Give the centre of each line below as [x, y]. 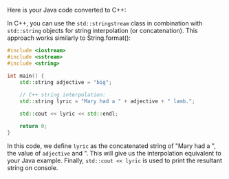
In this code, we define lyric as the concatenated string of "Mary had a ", [112, 146]
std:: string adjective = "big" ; [66, 82]
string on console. [33, 167]
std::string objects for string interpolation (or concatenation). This [102, 31]
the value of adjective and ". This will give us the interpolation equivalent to [114, 153]
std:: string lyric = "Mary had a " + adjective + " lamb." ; [107, 102]
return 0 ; [34, 126]
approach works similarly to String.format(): [69, 38]
